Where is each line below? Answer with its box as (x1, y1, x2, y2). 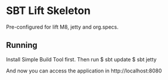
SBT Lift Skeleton (6, 4, 91, 18)
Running (6, 40, 38, 50)
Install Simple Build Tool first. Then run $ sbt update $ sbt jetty (6, 55, 157, 62)
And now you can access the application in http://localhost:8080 (6, 67, 162, 74)
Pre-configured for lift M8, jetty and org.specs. (6, 23, 119, 30)
